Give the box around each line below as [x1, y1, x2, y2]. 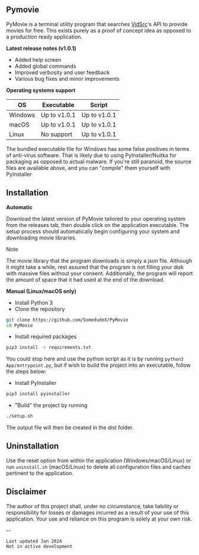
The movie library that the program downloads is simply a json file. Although [6, 257, 192, 264]
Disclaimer [6, 487, 47, 497]
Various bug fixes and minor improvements [14, 75, 120, 82]
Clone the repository [14, 305, 65, 313]
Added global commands [14, 62, 76, 70]
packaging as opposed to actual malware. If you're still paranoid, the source [6, 157, 191, 165]
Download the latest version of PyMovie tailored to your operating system [6, 215, 186, 222]
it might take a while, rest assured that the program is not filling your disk [6, 263, 184, 270]
